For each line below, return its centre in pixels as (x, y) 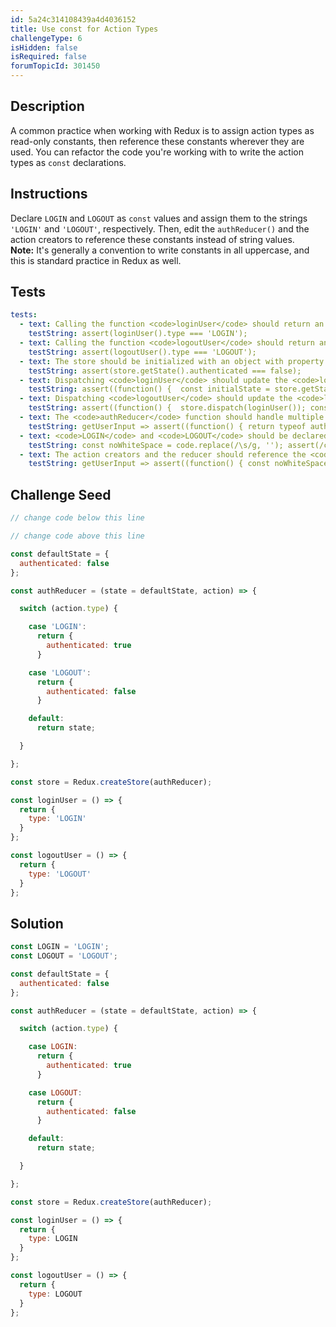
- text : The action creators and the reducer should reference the (163, 454)
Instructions (49, 194)
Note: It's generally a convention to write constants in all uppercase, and (160, 250)
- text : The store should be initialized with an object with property (172, 361)
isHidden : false (44, 47)
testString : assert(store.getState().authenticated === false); (165, 371)
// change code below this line (77, 518)
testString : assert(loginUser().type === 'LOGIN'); (138, 334)
